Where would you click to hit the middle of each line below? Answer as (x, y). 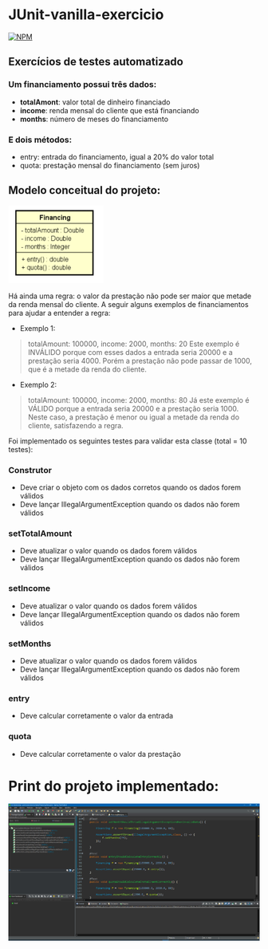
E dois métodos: (40, 140)
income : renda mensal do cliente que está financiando (109, 110)
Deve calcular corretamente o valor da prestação (100, 754)
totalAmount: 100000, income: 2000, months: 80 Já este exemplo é (138, 400)
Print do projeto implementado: (114, 786)
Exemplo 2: (38, 384)
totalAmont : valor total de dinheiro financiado (95, 102)
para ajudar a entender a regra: (59, 313)
